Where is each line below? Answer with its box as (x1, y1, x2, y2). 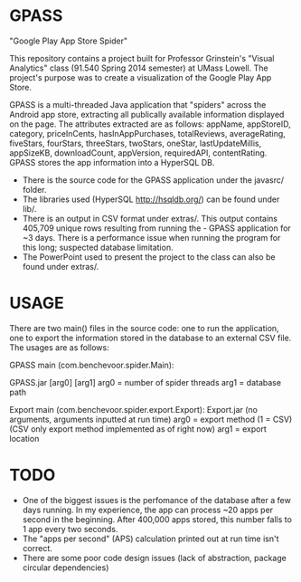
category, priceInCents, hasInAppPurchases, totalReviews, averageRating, (9, 128, 287, 138)
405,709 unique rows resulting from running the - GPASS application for (22, 223, 291, 234)
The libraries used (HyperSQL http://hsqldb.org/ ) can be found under (22, 194, 280, 205)
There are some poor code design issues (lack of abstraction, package (22, 552, 287, 563)
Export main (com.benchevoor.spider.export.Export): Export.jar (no (9, 404, 258, 415)
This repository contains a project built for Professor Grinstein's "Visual (9, 52, 275, 63)
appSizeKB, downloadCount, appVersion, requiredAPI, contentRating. (9, 147, 268, 158)
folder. (22, 184, 47, 195)
